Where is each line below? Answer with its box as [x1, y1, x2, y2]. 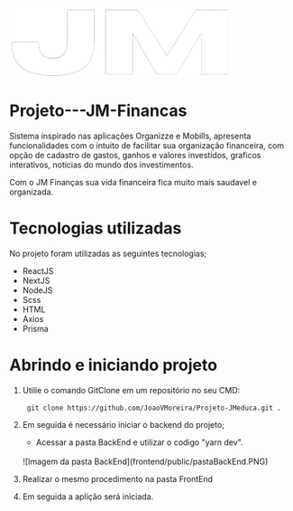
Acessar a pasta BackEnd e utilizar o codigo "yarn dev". [35, 437, 243, 448]
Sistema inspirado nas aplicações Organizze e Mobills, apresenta [9, 130, 252, 141]
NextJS [22, 275, 50, 286]
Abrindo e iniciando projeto [9, 355, 218, 375]
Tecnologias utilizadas [9, 218, 182, 239]
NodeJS [22, 284, 53, 296]
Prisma [22, 323, 50, 334]
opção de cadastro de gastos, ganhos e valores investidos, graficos [9, 149, 261, 160]
